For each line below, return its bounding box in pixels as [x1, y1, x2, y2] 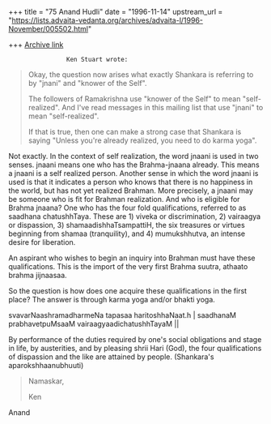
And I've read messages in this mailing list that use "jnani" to [61, 103, 264, 112]
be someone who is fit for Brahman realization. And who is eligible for [8, 195, 240, 203]
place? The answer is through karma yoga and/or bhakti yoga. [8, 295, 216, 304]
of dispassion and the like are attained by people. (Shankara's [8, 352, 214, 362]
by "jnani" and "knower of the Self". [28, 79, 147, 88]
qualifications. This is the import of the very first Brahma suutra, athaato [8, 262, 248, 271]
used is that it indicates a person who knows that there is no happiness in [8, 178, 253, 186]
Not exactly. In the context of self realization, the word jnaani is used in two [8, 152, 259, 161]
